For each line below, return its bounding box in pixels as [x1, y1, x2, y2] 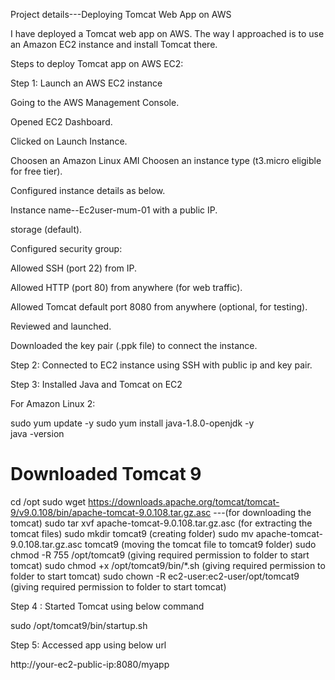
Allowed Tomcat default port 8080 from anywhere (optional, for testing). [10, 301, 308, 313]
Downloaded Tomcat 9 [10, 463, 202, 486]
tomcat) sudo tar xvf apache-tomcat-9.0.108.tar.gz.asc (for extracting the [10, 517, 313, 529]
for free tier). [10, 165, 63, 177]
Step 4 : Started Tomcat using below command [10, 600, 205, 612]
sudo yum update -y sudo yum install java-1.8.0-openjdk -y [10, 417, 255, 429]
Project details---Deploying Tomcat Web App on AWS [10, 9, 232, 20]
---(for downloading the [213, 506, 312, 518]
